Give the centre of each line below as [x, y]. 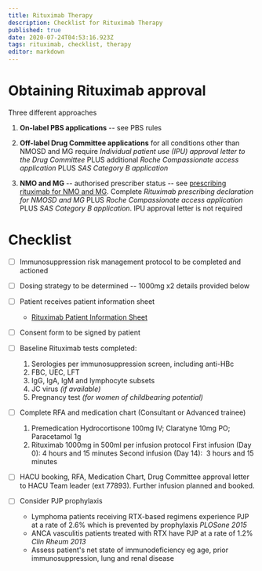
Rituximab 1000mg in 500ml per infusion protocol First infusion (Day [141, 445]
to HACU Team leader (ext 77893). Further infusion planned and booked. [137, 486]
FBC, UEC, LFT [55, 372]
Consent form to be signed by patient [80, 333]
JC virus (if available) [66, 389]
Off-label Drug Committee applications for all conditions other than [129, 143]
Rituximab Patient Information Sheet [89, 317]
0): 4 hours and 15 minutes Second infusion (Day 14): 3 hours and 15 [142, 453]
